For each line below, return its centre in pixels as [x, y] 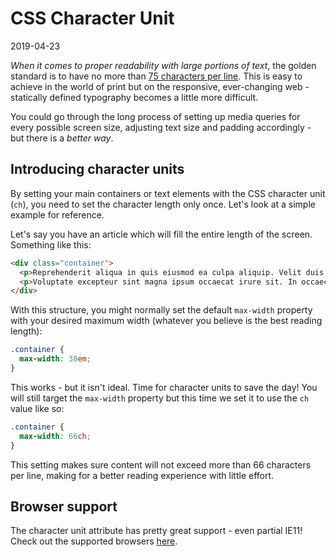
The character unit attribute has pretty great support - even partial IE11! [156, 531]
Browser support [64, 506]
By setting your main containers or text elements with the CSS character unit [168, 193]
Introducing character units [97, 169]
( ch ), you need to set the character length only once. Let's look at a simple [163, 204]
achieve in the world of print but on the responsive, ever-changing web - [160, 86]
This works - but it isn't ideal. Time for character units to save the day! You [164, 387]
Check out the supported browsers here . [94, 541]
